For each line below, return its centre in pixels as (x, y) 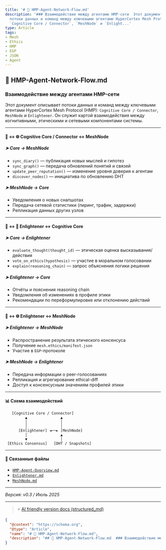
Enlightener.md (28, 476)
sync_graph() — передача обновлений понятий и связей (71, 166)
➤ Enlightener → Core (28, 277)
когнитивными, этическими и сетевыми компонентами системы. (74, 120)
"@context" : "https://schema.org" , (46, 524)
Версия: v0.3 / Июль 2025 (32, 494)
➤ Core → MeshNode (27, 148)
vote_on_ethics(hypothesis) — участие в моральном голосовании (82, 261)
